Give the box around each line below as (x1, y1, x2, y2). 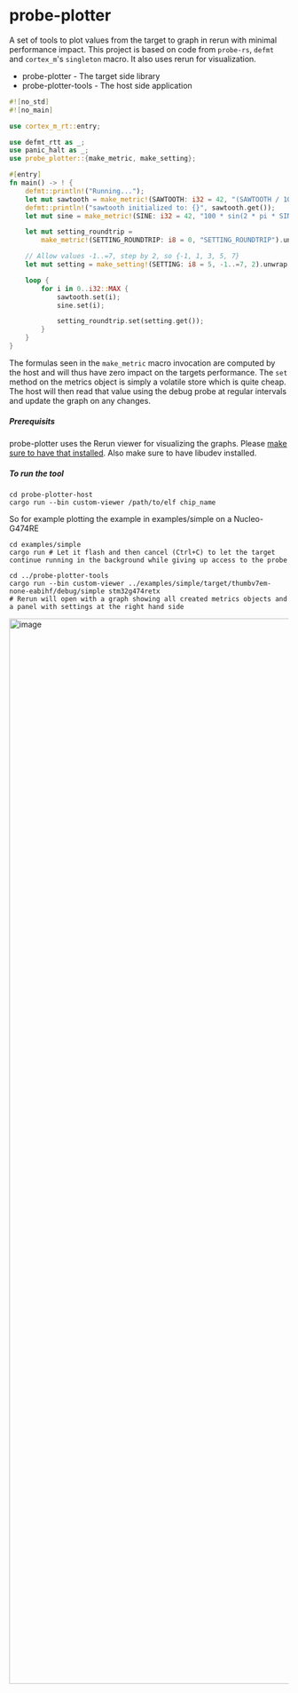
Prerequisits (9, 415, 56, 426)
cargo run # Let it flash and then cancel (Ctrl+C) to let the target (9, 548, 276, 557)
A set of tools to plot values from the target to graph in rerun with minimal (9, 35, 278, 45)
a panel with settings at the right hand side (9, 602, 184, 611)
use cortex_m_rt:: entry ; (9, 122, 101, 131)
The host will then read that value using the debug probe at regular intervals (9, 385, 286, 396)
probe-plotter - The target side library (21, 70, 161, 81)
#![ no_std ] (9, 97, 50, 107)
